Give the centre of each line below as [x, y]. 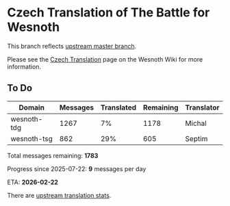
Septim [196, 138]
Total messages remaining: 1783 [53, 155]
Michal [196, 123]
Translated [118, 107]
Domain [31, 107]
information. [24, 66]
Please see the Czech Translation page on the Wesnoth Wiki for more [105, 59]
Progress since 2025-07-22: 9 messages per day [77, 168]
